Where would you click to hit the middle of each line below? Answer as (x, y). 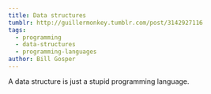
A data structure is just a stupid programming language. (99, 81)
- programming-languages (56, 52)
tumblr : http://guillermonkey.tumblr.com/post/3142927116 (105, 23)
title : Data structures (47, 15)
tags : (17, 30)
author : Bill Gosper (42, 60)
